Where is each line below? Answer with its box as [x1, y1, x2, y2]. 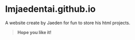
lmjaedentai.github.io [5, 3, 96, 15]
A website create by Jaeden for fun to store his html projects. [5, 20, 131, 26]
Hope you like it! [17, 29, 52, 35]
